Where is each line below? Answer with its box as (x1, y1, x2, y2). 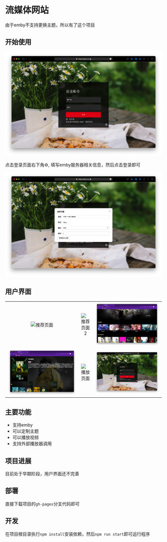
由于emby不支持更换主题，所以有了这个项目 (5, 22, 95, 28)
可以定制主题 (12, 428, 39, 434)
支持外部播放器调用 (12, 441, 52, 447)
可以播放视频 (12, 435, 39, 441)
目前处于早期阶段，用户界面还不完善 (5, 470, 80, 476)
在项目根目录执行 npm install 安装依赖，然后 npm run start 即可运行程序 (5, 531, 150, 537)
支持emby (12, 422, 33, 428)
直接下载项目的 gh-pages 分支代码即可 (5, 501, 80, 507)
